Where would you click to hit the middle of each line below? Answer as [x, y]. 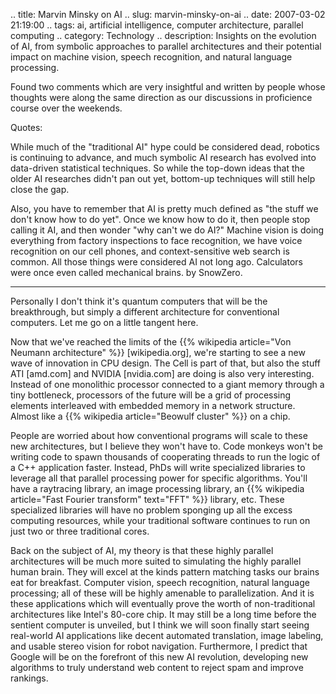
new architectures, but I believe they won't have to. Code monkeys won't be [166, 446]
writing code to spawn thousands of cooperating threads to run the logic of [165, 457]
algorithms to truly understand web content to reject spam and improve [157, 667]
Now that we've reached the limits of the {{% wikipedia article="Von [151, 342]
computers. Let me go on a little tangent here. [104, 322]
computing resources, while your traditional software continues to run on [160, 520]
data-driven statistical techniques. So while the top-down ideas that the [158, 168]
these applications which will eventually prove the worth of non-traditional [163, 603]
